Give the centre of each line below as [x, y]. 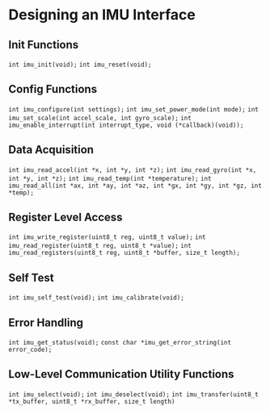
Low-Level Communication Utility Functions [121, 374]
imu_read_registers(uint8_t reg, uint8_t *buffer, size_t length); [124, 253]
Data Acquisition [51, 150]
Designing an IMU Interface [102, 15]
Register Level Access [65, 217]
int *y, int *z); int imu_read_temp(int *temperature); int [110, 178]
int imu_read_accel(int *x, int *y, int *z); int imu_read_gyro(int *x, [133, 170]
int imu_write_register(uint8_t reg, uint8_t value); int [107, 237]
